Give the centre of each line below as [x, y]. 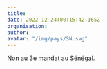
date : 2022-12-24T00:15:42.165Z [53, 20]
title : [17, 13]
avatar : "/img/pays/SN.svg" [48, 39]
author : [18, 32]
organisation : [28, 26]
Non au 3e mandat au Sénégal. [51, 58]
